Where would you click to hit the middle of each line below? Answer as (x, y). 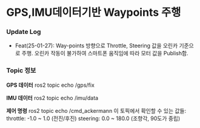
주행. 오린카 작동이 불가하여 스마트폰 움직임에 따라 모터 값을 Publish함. (105, 53)
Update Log (24, 32)
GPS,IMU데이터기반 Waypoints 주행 (94, 12)
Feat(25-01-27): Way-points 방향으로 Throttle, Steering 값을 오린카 (96, 45)
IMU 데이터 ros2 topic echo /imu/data (52, 98)
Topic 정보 (21, 70)
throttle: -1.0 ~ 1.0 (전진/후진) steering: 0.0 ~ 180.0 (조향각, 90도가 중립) (93, 118)
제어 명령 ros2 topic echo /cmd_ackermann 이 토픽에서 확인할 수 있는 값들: (96, 110)
